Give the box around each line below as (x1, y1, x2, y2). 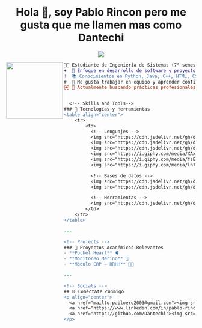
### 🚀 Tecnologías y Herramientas (64, 106, 150, 112)
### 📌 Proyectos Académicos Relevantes (64, 244, 164, 251)
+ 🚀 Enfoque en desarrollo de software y (64, 67, 172, 74)
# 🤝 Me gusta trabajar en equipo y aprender (64, 79, 180, 85)
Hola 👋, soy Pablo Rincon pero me (16, 5, 186, 19)
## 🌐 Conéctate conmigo (64, 288, 124, 294)
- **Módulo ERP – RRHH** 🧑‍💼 (64, 261, 134, 267)
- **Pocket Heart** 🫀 (64, 250, 120, 256)
